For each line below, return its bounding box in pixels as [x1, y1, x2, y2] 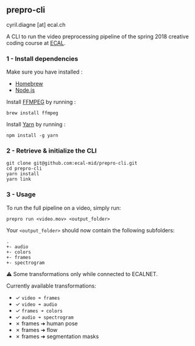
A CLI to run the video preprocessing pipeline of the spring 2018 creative [6, 33, 189, 40]
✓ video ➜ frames [15, 294, 60, 301]
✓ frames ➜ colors [15, 306, 63, 314]
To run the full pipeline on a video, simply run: [6, 204, 121, 212]
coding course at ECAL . [6, 39, 66, 46]
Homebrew [15, 80, 43, 88]
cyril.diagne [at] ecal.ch [6, 21, 66, 28]
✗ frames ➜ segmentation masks [15, 333, 99, 340]
